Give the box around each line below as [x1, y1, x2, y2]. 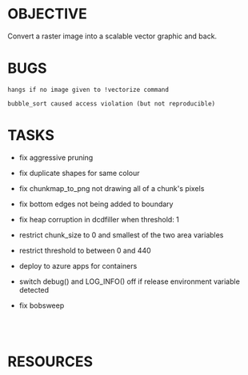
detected [18, 285, 50, 294]
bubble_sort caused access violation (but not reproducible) [7, 99, 216, 108]
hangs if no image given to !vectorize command [7, 86, 170, 94]
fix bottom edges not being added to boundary [18, 199, 174, 209]
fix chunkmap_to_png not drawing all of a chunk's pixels [18, 183, 205, 193]
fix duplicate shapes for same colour [18, 168, 140, 178]
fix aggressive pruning [18, 153, 94, 162]
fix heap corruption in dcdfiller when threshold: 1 [18, 214, 179, 224]
